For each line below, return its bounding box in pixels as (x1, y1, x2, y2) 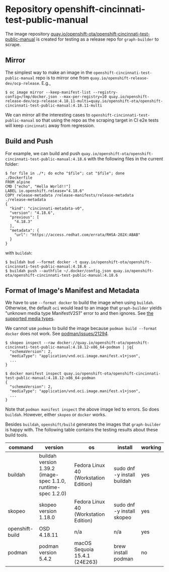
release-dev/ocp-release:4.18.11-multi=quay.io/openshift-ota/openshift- (5, 98, 163, 103)
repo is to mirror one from (36, 74, 90, 81)
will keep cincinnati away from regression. (5, 122, 95, 129)
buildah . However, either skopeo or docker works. (5, 412, 107, 418)
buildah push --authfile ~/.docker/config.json (10, 268, 112, 273)
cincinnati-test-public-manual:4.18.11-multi (5, 103, 102, 108)
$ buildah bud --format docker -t (5, 260, 78, 265)
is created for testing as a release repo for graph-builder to (36, 36, 159, 42)
